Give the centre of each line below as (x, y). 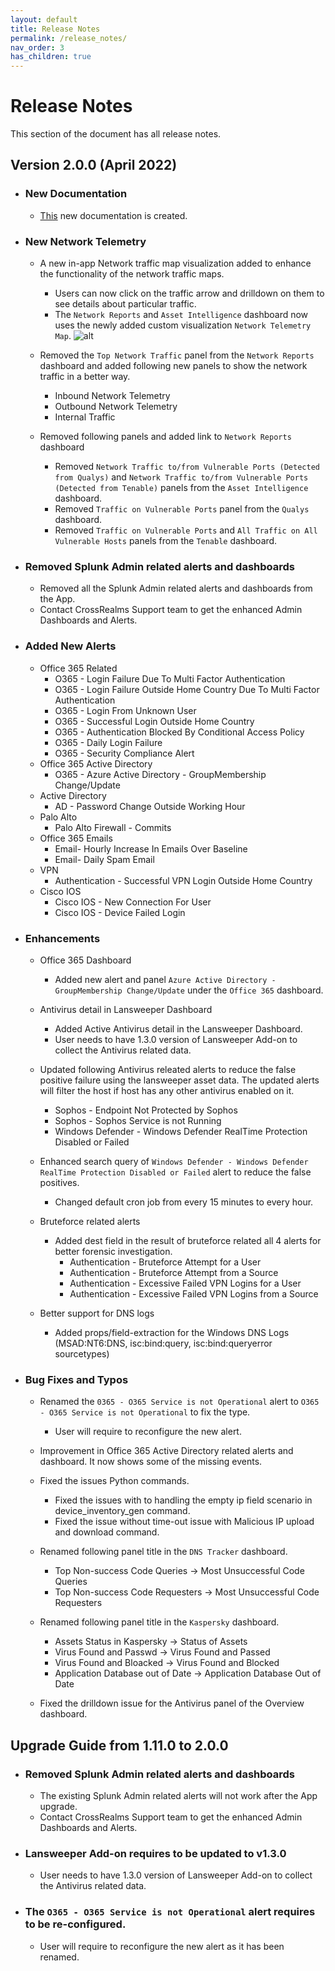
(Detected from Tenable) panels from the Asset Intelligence (181, 488)
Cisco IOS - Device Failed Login (120, 912)
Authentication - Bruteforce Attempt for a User (165, 1262)
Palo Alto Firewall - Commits (113, 827)
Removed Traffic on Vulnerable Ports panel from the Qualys (182, 509)
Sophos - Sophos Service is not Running (138, 1120)
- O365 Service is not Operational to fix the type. (145, 1412)
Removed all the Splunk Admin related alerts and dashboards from (176, 588)
